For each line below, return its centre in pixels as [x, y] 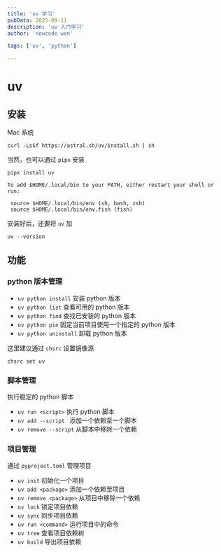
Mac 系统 [21, 132]
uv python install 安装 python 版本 [69, 298]
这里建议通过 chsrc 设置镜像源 [51, 348]
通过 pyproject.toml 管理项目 [50, 466]
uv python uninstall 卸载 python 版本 [72, 333]
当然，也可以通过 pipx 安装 [46, 160]
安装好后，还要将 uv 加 [40, 223]
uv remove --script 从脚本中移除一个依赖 [77, 429]
